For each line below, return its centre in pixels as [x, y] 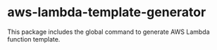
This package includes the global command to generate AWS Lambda [108, 32]
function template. [34, 39]
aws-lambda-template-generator [107, 12]
